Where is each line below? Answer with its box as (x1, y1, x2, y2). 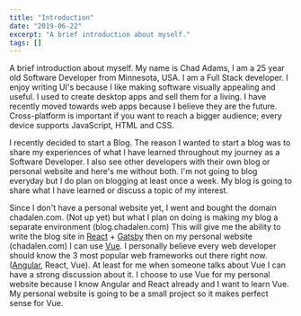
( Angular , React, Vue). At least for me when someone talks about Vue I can (9, 259, 286, 270)
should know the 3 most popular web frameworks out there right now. (9, 250, 268, 261)
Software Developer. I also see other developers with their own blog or (9, 156, 270, 167)
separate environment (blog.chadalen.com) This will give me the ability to (9, 222, 281, 233)
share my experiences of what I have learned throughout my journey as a (9, 147, 280, 158)
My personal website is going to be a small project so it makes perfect (9, 288, 269, 299)
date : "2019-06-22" (9, 22, 83, 31)
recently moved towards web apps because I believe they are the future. (9, 101, 278, 112)
